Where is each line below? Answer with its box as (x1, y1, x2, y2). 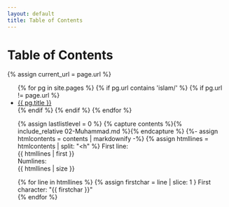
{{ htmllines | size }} (17, 164, 75, 173)
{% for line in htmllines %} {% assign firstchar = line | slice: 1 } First (17, 178, 211, 187)
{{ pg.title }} (17, 99, 52, 107)
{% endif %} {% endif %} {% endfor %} (17, 106, 132, 114)
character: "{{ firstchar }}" (17, 185, 93, 194)
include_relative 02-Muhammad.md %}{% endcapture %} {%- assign (17, 127, 218, 135)
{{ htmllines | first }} (17, 149, 75, 158)
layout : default (7, 10, 55, 18)
